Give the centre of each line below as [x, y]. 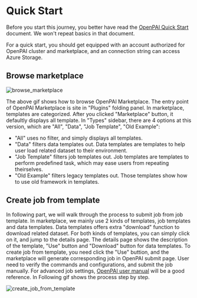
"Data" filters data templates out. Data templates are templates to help [100, 144]
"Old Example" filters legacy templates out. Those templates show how [101, 176]
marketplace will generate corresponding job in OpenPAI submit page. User [98, 258]
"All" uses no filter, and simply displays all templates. [79, 138]
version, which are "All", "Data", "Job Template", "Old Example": [83, 126]
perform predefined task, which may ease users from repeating [92, 163]
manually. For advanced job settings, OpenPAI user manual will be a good [95, 271]
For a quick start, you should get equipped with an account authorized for [96, 45]
